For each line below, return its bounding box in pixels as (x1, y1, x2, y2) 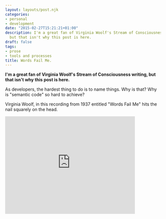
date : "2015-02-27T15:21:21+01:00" (5, 26, 79, 31)
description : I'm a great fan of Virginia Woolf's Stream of (5, 30, 134, 35)
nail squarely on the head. (5, 107, 58, 112)
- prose (5, 49, 21, 54)
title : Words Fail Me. (5, 58, 52, 63)
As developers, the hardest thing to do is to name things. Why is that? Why (5, 86, 157, 92)
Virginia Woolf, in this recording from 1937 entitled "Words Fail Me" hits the (5, 101, 157, 107)
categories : (5, 12, 30, 17)
